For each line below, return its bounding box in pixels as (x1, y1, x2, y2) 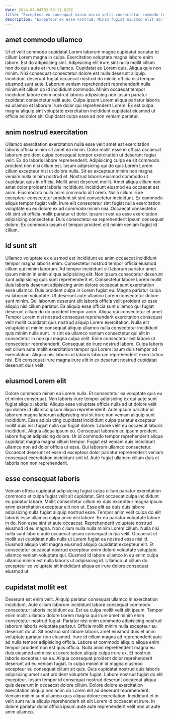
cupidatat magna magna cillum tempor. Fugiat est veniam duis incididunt (5, 438, 155, 445)
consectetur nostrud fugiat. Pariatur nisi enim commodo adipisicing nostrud (5, 618, 162, 624)
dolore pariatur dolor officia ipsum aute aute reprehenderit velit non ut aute (5, 703, 160, 709)
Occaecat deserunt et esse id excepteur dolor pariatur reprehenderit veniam (5, 449, 163, 455)
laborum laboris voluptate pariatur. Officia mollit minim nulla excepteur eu (5, 623, 157, 629)
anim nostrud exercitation (5, 128, 88, 136)
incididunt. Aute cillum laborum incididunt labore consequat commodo (5, 601, 151, 608)
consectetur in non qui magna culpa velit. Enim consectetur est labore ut (5, 335, 156, 341)
